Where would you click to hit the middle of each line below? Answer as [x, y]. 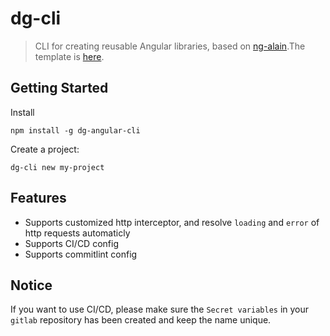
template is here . [69, 56]
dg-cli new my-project [57, 167]
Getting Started [59, 88]
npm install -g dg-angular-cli [75, 130]
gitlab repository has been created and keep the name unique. [141, 320]
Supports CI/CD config [71, 243]
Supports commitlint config [81, 254]
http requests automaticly [77, 233]
